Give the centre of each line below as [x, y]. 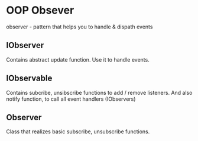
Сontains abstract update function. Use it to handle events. [78, 59]
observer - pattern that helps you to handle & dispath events [79, 27]
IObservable [29, 78]
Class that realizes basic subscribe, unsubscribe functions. [78, 132]
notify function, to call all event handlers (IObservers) [71, 99]
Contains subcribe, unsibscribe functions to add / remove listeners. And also [99, 92]
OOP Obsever [40, 10]
